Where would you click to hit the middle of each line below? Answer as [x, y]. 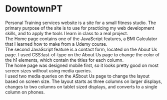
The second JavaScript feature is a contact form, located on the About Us [81, 49]
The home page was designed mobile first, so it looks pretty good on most [82, 65]
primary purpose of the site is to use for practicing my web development [80, 28]
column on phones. [25, 92]
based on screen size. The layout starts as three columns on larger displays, [84, 81]
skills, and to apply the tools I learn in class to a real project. [67, 33]
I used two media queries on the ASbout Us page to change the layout [77, 76]
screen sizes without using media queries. [49, 70]
